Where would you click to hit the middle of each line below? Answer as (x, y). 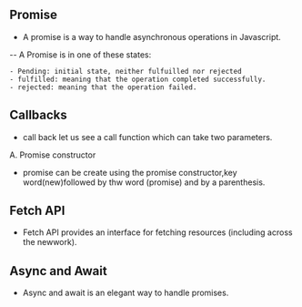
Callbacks (39, 115)
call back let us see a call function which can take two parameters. (147, 137)
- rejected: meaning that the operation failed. (103, 87)
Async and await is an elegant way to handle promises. (126, 293)
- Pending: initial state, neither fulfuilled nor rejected (126, 71)
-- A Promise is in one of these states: (81, 55)
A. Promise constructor (53, 155)
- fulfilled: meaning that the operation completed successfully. (138, 79)
